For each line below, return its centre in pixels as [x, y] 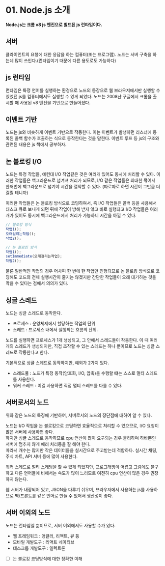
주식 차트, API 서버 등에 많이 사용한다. [42, 456]
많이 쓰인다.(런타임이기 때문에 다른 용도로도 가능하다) [65, 60]
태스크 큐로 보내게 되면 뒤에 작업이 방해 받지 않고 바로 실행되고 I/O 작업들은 [77, 209]
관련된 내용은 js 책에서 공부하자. [36, 144]
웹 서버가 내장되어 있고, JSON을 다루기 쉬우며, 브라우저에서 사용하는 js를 [75, 489]
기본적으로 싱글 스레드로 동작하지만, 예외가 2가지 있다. [57, 363]
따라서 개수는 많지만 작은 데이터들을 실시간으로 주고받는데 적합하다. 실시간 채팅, [82, 450]
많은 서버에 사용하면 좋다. [30, 432]
